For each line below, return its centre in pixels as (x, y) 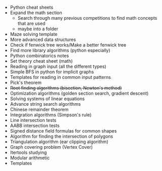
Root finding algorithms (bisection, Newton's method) (66, 88)
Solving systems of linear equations (47, 99)
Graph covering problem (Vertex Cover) (51, 147)
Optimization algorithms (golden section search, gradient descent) (79, 93)
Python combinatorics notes (39, 56)
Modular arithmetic (30, 158)
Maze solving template (34, 34)
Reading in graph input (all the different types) (58, 66)
